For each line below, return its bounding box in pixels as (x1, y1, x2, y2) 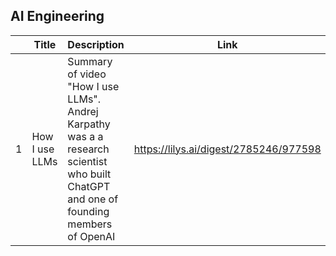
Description (67, 37, 125, 51)
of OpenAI (67, 229, 116, 243)
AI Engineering (10, 8, 105, 25)
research (67, 142, 110, 156)
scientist (67, 154, 108, 168)
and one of (67, 192, 119, 206)
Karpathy (67, 117, 111, 131)
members (67, 217, 113, 231)
